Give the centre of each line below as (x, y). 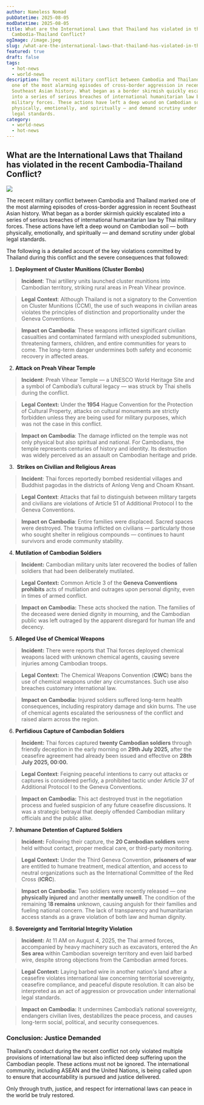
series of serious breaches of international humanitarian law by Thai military (101, 220)
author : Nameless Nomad (36, 12)
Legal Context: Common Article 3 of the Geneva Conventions (99, 583)
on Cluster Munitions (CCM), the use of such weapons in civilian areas (109, 305)
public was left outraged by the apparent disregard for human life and (108, 620)
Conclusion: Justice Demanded (54, 1037)
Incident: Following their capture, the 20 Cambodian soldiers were (105, 841)
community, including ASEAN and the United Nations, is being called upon (99, 1070)
